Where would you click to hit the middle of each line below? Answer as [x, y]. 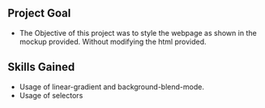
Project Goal [39, 13]
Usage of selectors [51, 95]
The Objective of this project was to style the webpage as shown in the [138, 32]
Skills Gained [41, 67]
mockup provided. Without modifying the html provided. [113, 41]
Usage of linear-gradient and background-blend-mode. [111, 86]
